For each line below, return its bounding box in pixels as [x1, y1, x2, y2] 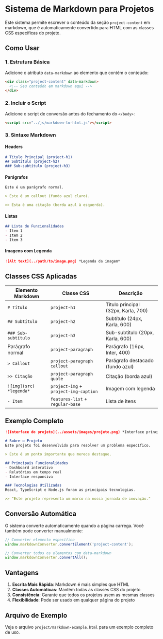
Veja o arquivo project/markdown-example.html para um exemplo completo [5, 624, 154, 630]
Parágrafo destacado [105, 357, 154, 364]
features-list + [50, 395, 88, 402]
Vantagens [5, 568, 39, 577]
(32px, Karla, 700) [105, 307, 148, 314]
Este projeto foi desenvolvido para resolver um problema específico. [5, 443, 151, 448]
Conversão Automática [5, 510, 77, 518]
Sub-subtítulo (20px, [105, 329, 154, 336]
